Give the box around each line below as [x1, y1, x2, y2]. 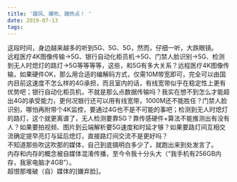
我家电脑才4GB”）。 [19, 158, 75, 166]
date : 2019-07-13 [7, 17, 59, 24]
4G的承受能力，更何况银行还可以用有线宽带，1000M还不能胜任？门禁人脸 [13, 97, 228, 105]
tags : [7, 23, 23, 30]
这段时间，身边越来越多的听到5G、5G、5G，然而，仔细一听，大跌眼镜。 [7, 44, 218, 52]
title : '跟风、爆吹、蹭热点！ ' [7, 10, 92, 18]
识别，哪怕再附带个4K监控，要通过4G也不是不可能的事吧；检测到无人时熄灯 [7, 105, 228, 114]
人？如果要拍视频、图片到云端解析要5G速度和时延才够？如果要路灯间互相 [7, 123, 220, 131]
